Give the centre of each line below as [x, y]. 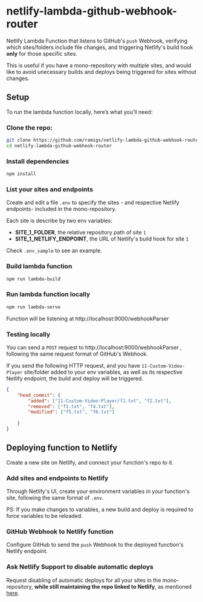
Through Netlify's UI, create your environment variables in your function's [98, 491]
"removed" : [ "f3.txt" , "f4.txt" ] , [71, 406]
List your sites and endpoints [50, 189]
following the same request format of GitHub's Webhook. [77, 354]
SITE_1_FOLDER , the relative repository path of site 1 [80, 233]
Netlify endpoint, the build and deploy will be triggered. [75, 378]
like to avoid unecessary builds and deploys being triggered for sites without [101, 71]
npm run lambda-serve [34, 307]
